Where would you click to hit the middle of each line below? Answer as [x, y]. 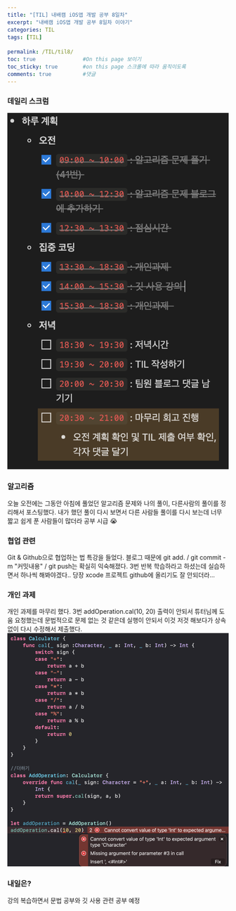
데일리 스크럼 [28, 101]
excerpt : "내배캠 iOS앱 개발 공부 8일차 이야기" [70, 22]
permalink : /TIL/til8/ [40, 52]
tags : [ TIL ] [25, 37]
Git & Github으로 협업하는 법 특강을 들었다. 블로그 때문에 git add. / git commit [114, 557]
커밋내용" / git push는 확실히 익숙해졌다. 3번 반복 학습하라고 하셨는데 [112, 566]
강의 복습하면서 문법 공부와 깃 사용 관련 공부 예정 [74, 900]
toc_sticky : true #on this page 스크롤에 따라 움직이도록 [97, 67]
